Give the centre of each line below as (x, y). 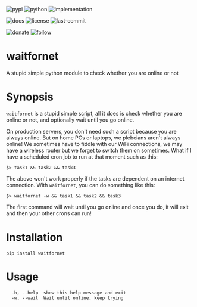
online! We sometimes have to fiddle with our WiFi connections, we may (94, 144)
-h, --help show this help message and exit (69, 293)
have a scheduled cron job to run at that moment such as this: (82, 156)
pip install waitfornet (36, 253)
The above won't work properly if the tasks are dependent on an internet (95, 178)
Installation (35, 238)
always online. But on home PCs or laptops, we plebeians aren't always (93, 138)
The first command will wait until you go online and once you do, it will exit (97, 207)
